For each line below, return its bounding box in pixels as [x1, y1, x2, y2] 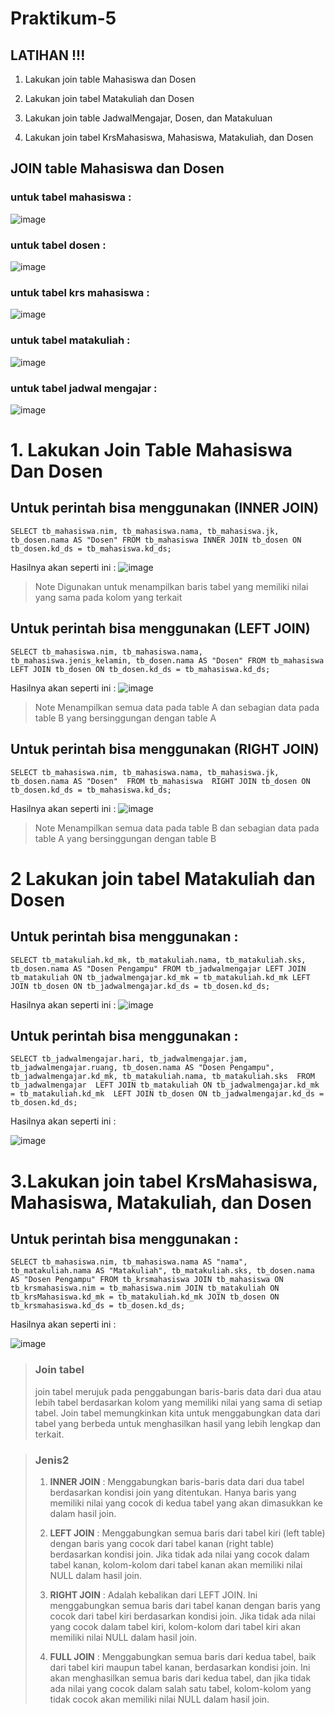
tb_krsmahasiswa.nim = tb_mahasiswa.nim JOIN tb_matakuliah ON [10, 1283, 280, 1294]
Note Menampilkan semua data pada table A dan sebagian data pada [34, 701, 320, 713]
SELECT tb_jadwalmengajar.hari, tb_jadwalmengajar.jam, [10, 1054, 248, 1064]
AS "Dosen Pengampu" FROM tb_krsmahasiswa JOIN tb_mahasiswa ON [10, 1275, 284, 1285]
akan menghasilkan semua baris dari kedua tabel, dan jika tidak [49, 1672, 312, 1684]
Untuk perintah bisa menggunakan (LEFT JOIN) [10, 620, 311, 637]
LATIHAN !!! [10, 47, 86, 64]
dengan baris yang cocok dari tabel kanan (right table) [49, 1537, 275, 1549]
